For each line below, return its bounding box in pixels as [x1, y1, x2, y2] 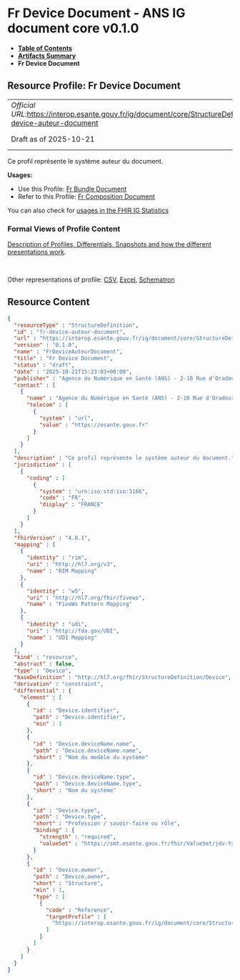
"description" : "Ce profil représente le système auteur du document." [14, 455, 235, 462]
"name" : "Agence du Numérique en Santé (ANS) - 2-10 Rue [26, 395, 203, 402]
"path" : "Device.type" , [33, 813, 107, 821]
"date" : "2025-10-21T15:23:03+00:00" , [14, 368, 133, 375]
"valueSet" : [39, 840, 79, 847]
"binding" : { [33, 827, 75, 834]
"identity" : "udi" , [26, 620, 88, 628]
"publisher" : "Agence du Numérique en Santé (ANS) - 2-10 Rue [14, 375, 206, 382]
